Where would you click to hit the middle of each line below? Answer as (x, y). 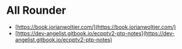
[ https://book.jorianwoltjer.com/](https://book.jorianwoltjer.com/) (96, 27)
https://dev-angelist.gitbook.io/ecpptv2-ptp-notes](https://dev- (96, 33)
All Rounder (36, 10)
